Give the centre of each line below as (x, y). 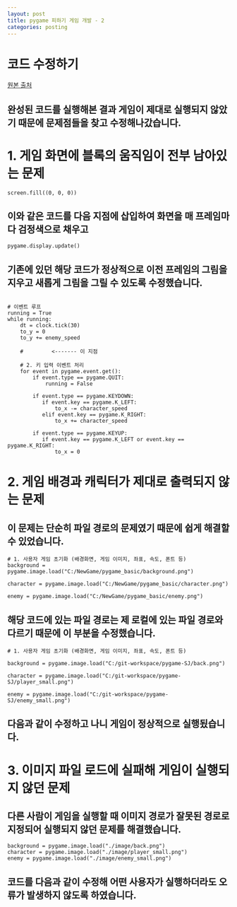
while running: (30, 320)
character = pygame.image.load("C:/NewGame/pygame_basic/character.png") (118, 584)
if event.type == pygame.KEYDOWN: (83, 397)
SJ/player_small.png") (41, 682)
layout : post (26, 14)
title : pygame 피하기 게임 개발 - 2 (56, 21)
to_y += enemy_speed (50, 338)
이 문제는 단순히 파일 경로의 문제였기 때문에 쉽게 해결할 (119, 528)
